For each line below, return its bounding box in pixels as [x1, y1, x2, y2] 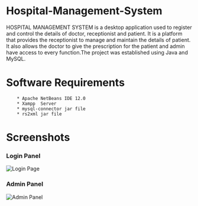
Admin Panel [6, 180, 43, 188]
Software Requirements [6, 76, 125, 89]
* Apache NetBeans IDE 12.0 [17, 95, 86, 101]
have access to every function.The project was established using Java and [6, 49, 188, 56]
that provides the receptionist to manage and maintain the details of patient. [6, 36, 191, 43]
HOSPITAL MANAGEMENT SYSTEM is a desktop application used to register [6, 24, 192, 31]
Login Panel [6, 152, 41, 160]
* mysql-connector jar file [17, 105, 86, 112]
